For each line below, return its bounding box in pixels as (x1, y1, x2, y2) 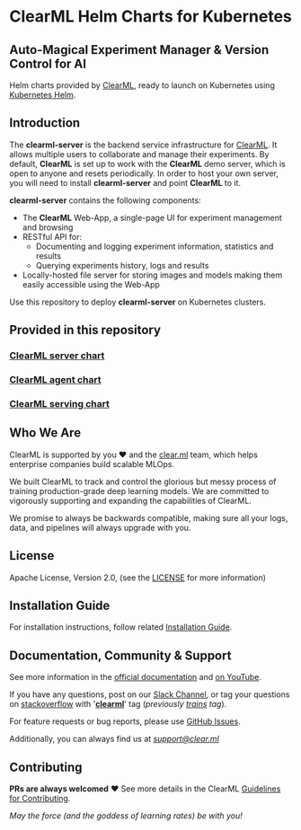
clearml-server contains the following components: (9, 195, 201, 206)
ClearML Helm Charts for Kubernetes (9, 6, 292, 27)
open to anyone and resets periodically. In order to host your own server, (9, 168, 279, 179)
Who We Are (9, 425, 82, 441)
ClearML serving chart (9, 397, 110, 410)
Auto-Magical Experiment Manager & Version (9, 42, 270, 57)
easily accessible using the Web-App (22, 278, 160, 289)
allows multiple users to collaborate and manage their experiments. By (9, 148, 270, 159)
